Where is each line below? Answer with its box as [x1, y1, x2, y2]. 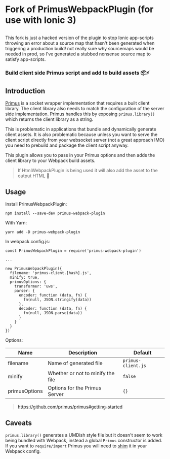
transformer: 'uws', [14, 284, 58, 289]
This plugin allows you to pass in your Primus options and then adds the [5, 152, 155, 158]
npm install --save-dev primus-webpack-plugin [5, 211, 105, 216]
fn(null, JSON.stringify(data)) [23, 297, 92, 303]
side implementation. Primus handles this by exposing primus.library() [5, 111, 155, 117]
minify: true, [10, 275, 39, 280]
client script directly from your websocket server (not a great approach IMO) [5, 137, 165, 143]
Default [133, 349, 152, 356]
